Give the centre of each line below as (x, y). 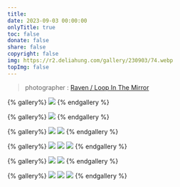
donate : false (28, 41)
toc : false (23, 34)
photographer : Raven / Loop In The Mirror (87, 87)
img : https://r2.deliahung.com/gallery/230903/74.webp (90, 61)
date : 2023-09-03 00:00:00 (47, 21)
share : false (27, 47)
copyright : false (33, 54)
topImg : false (28, 67)
